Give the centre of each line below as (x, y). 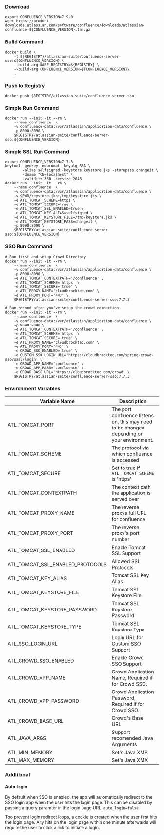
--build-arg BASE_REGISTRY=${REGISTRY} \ (56, 65)
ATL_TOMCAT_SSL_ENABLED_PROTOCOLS (57, 565)
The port (122, 409)
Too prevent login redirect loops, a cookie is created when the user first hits (81, 817)
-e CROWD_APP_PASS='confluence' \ (49, 368)
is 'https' (122, 479)
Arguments (124, 744)
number (121, 539)
